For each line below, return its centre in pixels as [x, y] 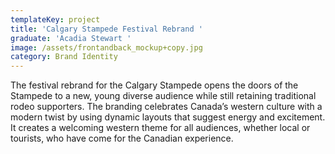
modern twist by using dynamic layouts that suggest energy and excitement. [168, 117]
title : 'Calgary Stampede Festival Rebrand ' [106, 29]
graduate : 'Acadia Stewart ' [71, 38]
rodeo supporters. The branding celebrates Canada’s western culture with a [166, 107]
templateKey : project [55, 19]
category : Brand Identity [64, 57]
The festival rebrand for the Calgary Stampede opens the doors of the [154, 85]
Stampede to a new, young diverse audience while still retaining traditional [163, 96]
